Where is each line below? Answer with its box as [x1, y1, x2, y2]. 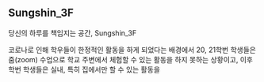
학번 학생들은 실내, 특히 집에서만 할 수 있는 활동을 [8, 65, 161, 74]
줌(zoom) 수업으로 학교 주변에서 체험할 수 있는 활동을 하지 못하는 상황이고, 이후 [8, 54, 254, 64]
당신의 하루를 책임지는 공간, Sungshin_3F [8, 28, 137, 38]
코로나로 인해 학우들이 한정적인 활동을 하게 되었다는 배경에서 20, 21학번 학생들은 [8, 45, 256, 54]
